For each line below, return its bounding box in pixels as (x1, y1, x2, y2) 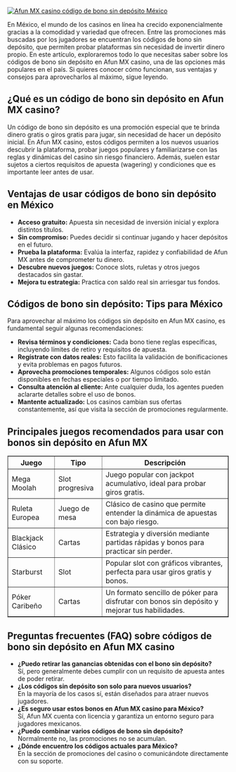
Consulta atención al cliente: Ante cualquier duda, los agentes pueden (17, 382, 224, 391)
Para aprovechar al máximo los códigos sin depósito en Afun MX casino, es (7, 317, 226, 325)
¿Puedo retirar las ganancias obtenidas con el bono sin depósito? (17, 659, 212, 668)
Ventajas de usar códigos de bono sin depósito (7, 188, 216, 200)
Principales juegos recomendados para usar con (7, 425, 224, 437)
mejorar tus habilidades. (105, 606, 185, 616)
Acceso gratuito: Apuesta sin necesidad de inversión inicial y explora (17, 218, 219, 226)
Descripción (143, 458, 186, 468)
